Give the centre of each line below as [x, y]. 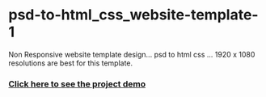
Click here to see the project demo [77, 84]
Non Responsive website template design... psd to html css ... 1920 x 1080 [132, 54]
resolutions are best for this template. [71, 63]
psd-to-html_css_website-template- [133, 15]
